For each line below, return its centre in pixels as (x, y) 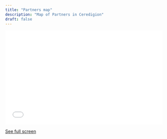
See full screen (21, 131)
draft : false (19, 19)
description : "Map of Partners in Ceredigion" (54, 14)
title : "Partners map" (29, 10)
